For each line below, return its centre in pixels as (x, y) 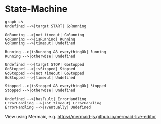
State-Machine (36, 9)
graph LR (14, 22)
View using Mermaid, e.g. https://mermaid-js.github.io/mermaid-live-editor (80, 116)
